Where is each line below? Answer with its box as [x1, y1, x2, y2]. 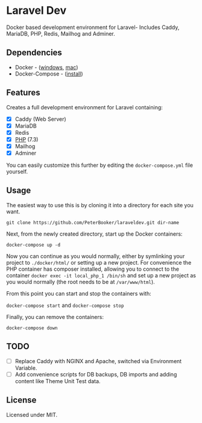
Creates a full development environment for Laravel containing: [6, 103, 163, 111]
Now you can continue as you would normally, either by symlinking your [6, 252, 185, 260]
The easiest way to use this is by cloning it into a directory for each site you [6, 201, 194, 208]
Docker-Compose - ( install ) [14, 70, 83, 77]
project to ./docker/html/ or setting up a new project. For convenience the [6, 259, 192, 266]
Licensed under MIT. [6, 411, 58, 418]
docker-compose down [6, 325, 58, 331]
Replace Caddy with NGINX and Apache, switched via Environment [14, 357, 182, 364]
